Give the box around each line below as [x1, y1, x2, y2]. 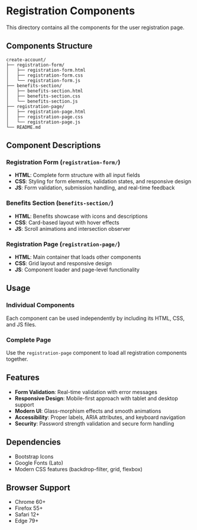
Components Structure [6, 41, 93, 51]
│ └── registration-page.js [6, 119, 81, 125]
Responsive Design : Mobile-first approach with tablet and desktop [14, 395, 179, 402]
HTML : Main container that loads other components [14, 253, 141, 261]
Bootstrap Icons [14, 453, 54, 460]
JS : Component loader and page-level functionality [14, 266, 140, 274]
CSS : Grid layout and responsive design [14, 260, 112, 267]
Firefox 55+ [14, 504, 43, 512]
